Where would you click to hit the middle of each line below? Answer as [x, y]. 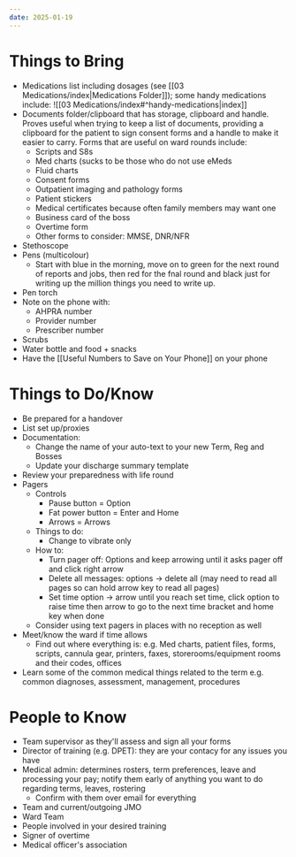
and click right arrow [86, 569]
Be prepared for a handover [72, 418]
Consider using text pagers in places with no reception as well [148, 625]
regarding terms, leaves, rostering [83, 789]
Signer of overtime [56, 836]
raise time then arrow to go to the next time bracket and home [161, 606]
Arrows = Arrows [79, 522]
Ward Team [43, 817]
